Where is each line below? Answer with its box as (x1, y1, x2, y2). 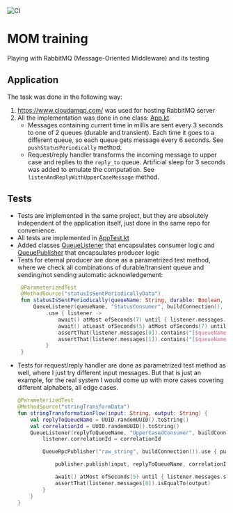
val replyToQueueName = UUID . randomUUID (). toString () (30, 416, 189, 423)
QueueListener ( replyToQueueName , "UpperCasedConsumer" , (30, 429, 195, 436)
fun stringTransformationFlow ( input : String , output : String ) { (17, 409, 208, 417)
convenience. (17, 226, 57, 235)
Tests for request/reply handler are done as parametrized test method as (17, 361, 226, 370)
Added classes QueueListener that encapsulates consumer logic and (17, 241, 215, 249)
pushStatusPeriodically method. (27, 143, 122, 151)
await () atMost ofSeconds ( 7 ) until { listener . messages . (58, 316, 227, 323)
